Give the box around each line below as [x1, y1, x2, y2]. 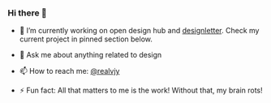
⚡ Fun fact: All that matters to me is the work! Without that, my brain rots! [19, 85, 263, 96]
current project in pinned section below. [19, 34, 153, 44]
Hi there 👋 [7, 7, 48, 19]
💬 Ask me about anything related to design [19, 50, 162, 60]
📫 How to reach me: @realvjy [19, 67, 120, 76]
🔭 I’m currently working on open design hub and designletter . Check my [19, 26, 260, 36]
